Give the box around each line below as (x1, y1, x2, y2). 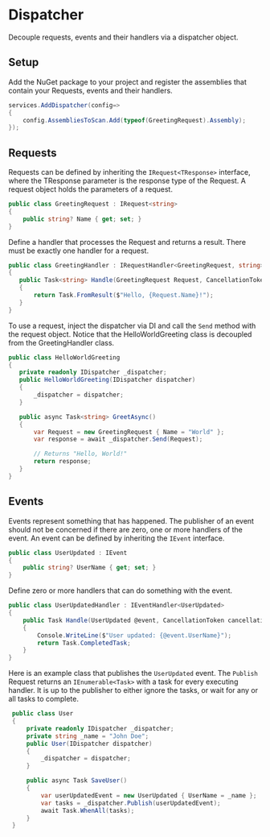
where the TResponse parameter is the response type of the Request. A (8, 176, 247, 186)
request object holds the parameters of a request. (8, 184, 173, 194)
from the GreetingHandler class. (8, 338, 115, 347)
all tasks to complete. (8, 694, 79, 704)
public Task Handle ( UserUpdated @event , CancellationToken (22, 616, 225, 624)
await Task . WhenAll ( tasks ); (40, 806, 135, 814)
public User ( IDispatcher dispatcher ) (26, 740, 153, 748)
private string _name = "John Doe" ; (26, 731, 149, 740)
